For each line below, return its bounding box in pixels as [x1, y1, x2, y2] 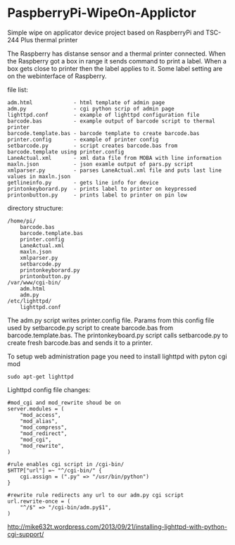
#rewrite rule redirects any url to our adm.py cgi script [7, 491, 184, 499]
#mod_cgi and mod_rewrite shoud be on [7, 399, 121, 406]
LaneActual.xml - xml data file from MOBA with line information [7, 154, 222, 161]
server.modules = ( [7, 405, 65, 413]
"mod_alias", [20, 418, 58, 425]
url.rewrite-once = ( [7, 498, 71, 505]
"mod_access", [20, 411, 61, 418]
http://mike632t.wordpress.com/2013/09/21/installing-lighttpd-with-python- [7, 522, 227, 531]
